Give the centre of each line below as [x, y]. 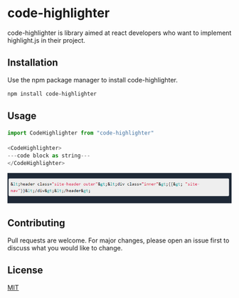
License [25, 271]
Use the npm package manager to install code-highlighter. [92, 80]
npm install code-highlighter [52, 94]
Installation [33, 63]
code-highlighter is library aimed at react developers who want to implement [119, 33]
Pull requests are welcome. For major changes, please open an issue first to [118, 240]
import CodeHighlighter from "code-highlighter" [81, 133]
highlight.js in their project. [46, 40]
